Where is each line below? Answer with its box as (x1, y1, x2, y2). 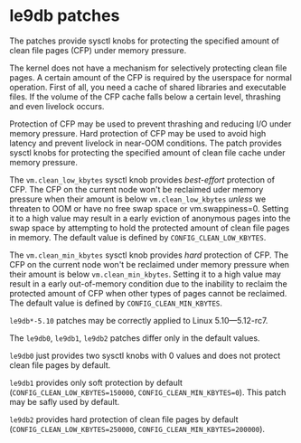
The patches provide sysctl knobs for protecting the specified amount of (9, 35, 280, 46)
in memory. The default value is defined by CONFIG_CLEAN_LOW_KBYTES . (9, 231, 267, 242)
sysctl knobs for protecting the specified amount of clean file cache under (9, 146, 287, 158)
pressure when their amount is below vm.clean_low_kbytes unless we (9, 193, 267, 204)
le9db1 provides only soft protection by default (9, 377, 183, 388)
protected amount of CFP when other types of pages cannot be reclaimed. (9, 287, 287, 298)
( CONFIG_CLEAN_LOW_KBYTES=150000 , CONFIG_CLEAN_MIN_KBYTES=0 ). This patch (9, 386, 287, 398)
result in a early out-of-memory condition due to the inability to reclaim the (9, 278, 287, 289)
